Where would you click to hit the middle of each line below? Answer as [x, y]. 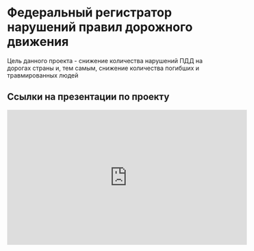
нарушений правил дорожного [100, 27]
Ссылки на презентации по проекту [88, 97]
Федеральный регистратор [90, 13]
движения [38, 42]
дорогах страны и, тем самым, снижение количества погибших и [103, 68]
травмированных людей [43, 75]
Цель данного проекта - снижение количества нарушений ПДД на [105, 60]
